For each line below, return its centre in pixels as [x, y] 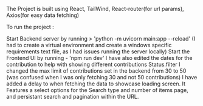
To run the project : [30, 27]
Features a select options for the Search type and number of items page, [97, 90]
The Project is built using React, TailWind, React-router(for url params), [95, 9]
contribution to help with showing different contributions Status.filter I [93, 64]
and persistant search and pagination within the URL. [73, 97]
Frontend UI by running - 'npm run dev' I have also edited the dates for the [99, 58]
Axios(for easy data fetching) [43, 15]
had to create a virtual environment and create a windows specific [89, 45]
